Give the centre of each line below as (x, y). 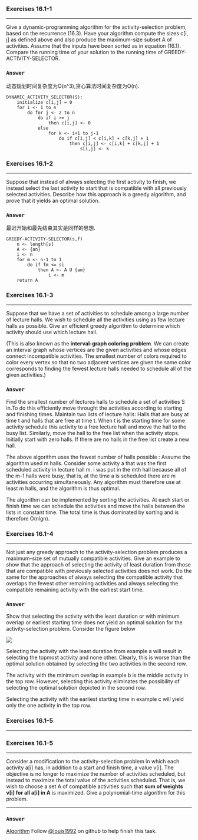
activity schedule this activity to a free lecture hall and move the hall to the (96, 427)
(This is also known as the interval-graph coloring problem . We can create (98, 344)
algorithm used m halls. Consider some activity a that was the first (86, 463)
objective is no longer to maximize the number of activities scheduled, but (96, 773)
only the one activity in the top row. (49, 706)
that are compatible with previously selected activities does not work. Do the (99, 571)
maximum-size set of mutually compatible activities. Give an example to (93, 558)
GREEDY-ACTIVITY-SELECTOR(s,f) (44, 239)
